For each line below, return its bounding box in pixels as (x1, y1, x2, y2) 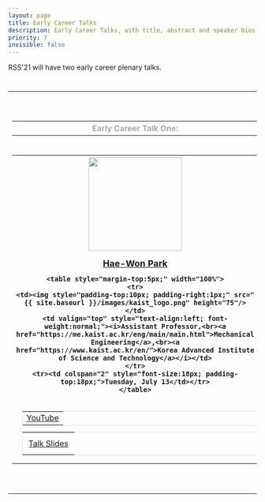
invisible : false (8, 41, 65, 49)
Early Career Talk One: (91, 123, 179, 134)
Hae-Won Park (102, 258, 168, 269)
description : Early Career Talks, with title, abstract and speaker (8, 26, 238, 34)
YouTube (26, 412, 59, 423)
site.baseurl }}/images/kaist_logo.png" (35, 298, 190, 307)
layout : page (8, 11, 51, 20)
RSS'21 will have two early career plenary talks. (8, 62, 162, 72)
